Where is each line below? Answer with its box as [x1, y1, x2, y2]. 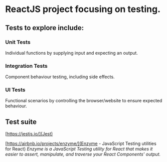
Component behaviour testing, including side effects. [5, 74, 115, 80]
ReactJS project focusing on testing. [5, 4, 161, 15]
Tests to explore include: [5, 24, 84, 32]
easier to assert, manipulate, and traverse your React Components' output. [5, 151, 161, 157]
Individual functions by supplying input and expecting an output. [5, 50, 138, 56]
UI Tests [5, 86, 26, 93]
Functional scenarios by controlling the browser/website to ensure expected [5, 98, 162, 104]
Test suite [5, 117, 37, 126]
